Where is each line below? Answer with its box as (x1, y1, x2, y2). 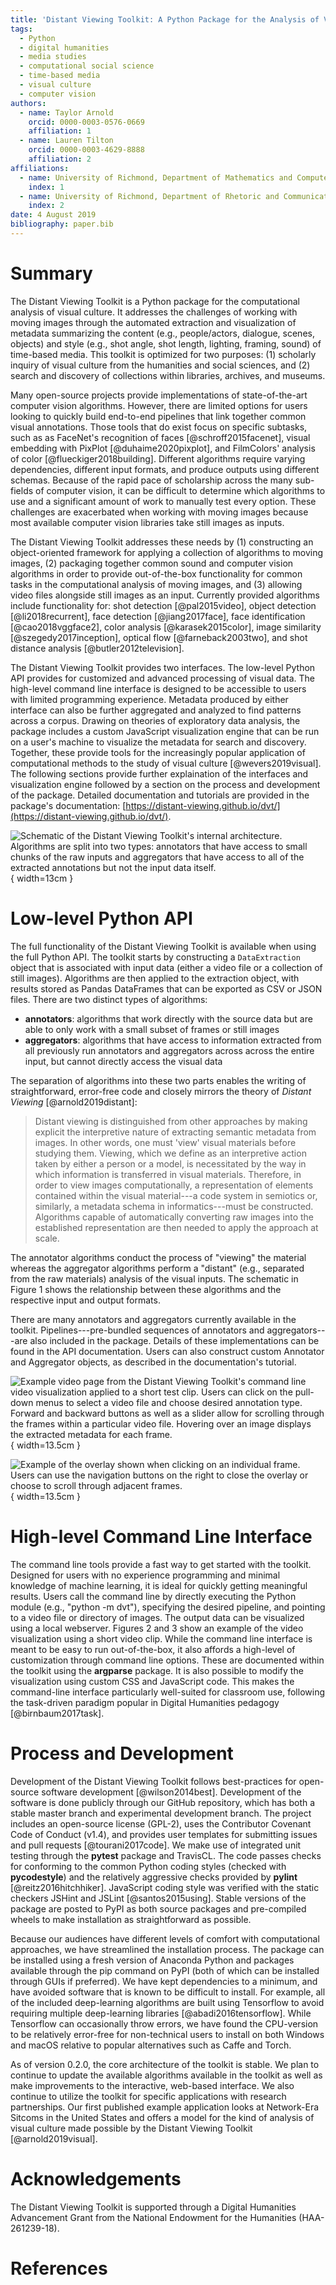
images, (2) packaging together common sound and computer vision (10, 557, 294, 569)
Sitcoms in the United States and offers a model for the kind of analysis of (10, 2111, 315, 2123)
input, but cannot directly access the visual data (24, 1055, 223, 1067)
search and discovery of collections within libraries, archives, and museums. (10, 369, 326, 381)
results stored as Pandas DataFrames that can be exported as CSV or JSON (10, 982, 323, 995)
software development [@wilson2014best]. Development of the (41, 1786, 302, 1798)
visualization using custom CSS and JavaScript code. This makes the (10, 1675, 295, 1687)
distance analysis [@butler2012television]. (10, 642, 185, 654)
